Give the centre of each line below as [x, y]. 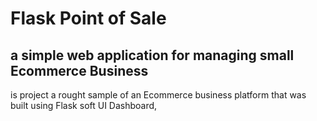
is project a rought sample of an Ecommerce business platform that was [158, 95]
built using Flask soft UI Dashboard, [84, 105]
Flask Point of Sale [88, 18]
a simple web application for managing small [152, 55]
